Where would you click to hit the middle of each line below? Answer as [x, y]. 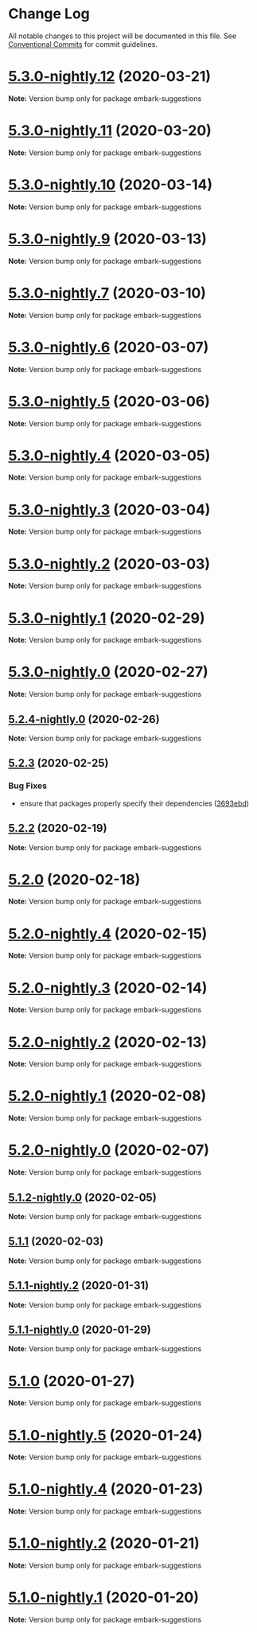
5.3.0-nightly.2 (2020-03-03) [109, 563]
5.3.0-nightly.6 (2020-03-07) [109, 347]
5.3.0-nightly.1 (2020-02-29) [107, 618]
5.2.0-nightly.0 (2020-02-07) [109, 1150]
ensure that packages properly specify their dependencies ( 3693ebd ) [134, 803]
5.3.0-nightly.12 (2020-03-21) [110, 77]
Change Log [49, 14]
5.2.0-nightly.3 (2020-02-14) [108, 988]
